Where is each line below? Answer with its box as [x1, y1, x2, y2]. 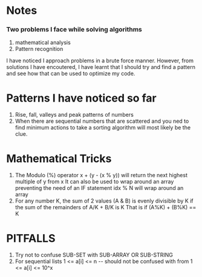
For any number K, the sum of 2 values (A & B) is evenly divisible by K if [15, 197, 194, 204]
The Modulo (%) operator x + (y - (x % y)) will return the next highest [15, 172, 187, 179]
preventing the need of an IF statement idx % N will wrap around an [15, 184, 184, 192]
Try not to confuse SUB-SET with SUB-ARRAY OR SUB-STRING [15, 252, 174, 259]
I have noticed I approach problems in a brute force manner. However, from [6, 57, 194, 64]
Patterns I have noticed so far [6, 91, 157, 105]
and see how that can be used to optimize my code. [6, 70, 135, 77]
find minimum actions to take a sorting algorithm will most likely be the [15, 124, 191, 131]
